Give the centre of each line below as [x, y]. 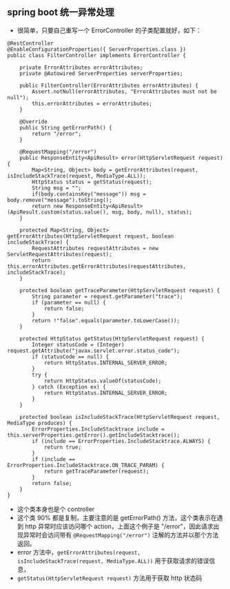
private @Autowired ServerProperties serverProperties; [102, 73]
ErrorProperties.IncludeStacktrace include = [98, 429]
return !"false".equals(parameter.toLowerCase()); [106, 320]
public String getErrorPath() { [66, 127]
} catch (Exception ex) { [69, 387]
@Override [34, 122]
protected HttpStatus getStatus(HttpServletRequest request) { [112, 339]
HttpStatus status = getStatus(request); [92, 182]
